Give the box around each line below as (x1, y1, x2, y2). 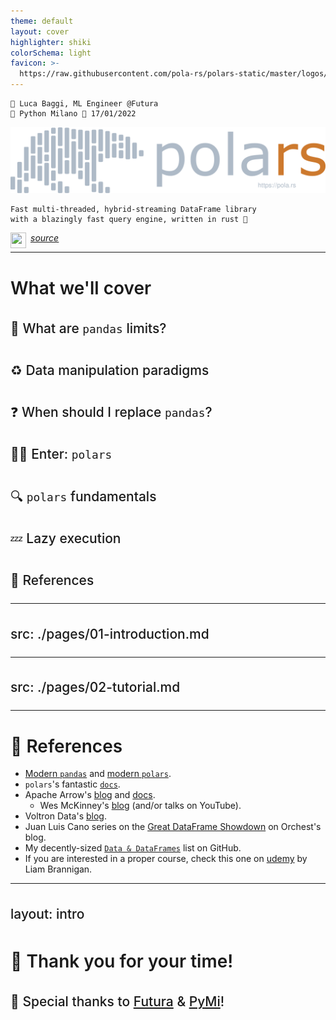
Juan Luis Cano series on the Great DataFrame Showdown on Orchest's (24, 821, 322, 833)
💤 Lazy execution (10, 530, 122, 547)
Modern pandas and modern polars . (24, 768, 172, 780)
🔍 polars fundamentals (10, 488, 157, 505)
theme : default (10, 16, 74, 26)
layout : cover (10, 26, 70, 37)
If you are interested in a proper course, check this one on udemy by (24, 853, 308, 865)
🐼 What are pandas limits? (10, 320, 167, 337)
